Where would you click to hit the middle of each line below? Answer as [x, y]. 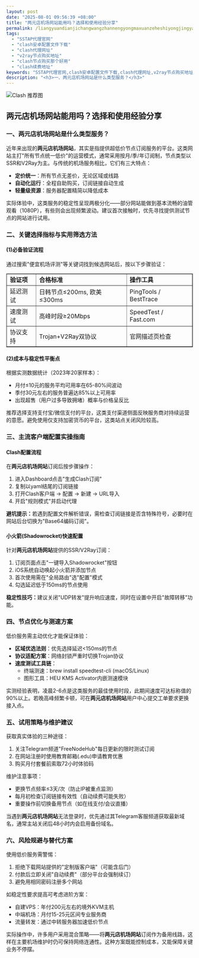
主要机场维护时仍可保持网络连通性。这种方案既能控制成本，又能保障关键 [105, 942]
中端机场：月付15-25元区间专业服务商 [60, 914]
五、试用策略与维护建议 [39, 722]
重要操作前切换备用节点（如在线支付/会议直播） [73, 804]
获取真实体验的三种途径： [37, 736]
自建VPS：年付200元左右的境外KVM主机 [64, 907]
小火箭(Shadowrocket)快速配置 [45, 536]
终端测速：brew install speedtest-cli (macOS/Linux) [86, 671]
